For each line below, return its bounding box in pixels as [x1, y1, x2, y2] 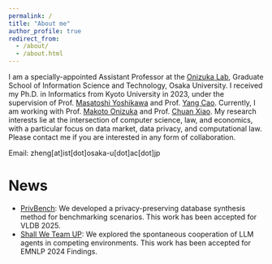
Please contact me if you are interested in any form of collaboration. [8, 132, 236, 142]
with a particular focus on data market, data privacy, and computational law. [8, 123, 262, 133]
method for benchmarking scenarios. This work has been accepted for [19, 212, 257, 222]
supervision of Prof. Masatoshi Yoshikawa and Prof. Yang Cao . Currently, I [8, 98, 256, 107]
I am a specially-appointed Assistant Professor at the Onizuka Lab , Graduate [8, 72, 264, 81]
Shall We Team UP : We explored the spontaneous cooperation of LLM [19, 229, 254, 239]
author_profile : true [8, 27, 82, 35]
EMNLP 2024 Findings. [19, 246, 98, 256]
